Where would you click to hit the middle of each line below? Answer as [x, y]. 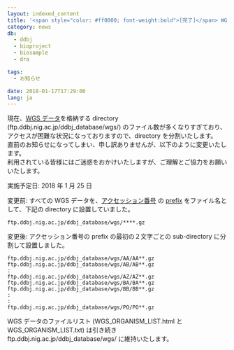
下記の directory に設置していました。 [79, 209]
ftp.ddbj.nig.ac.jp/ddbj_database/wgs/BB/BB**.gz [81, 289]
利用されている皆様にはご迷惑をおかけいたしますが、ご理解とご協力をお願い [117, 162]
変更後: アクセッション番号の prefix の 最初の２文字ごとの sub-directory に [114, 237]
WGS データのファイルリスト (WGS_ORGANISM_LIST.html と [95, 321]
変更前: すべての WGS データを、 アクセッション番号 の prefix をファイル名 [114, 201]
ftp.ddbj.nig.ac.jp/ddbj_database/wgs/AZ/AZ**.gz [81, 277]
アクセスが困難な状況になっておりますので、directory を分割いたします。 [112, 136]
